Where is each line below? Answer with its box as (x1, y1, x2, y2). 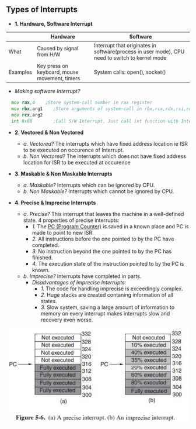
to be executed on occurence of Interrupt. (23, 146, 124, 153)
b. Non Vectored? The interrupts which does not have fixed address (23, 152, 187, 160)
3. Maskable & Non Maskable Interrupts (14, 170, 113, 177)
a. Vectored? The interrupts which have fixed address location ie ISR (23, 140, 188, 147)
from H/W (37, 51, 61, 58)
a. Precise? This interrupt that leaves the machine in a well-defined (23, 210, 184, 217)
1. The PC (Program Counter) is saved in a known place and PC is (32, 222, 189, 230)
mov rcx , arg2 (11, 112, 43, 118)
